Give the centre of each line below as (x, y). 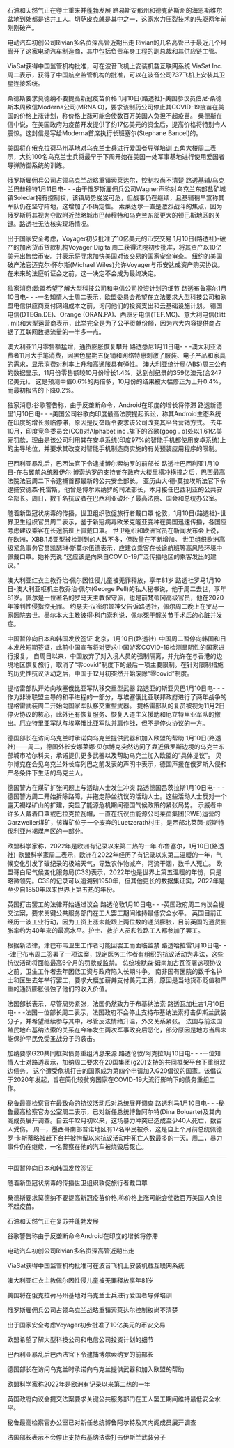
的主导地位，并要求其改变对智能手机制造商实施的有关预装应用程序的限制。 (114, 449)
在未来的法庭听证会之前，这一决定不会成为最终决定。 (84, 273)
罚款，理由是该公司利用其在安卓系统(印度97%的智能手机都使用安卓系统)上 (119, 440)
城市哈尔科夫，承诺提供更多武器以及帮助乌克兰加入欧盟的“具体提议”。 (114, 755)
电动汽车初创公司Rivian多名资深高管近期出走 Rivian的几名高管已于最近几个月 (117, 43)
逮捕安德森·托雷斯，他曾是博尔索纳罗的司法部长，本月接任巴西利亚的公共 (112, 489)
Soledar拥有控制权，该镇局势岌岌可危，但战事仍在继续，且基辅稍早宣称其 (119, 198)
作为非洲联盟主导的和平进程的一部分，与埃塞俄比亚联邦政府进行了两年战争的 (117, 697)
